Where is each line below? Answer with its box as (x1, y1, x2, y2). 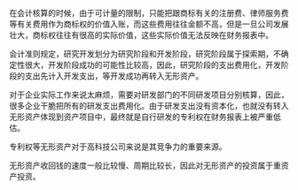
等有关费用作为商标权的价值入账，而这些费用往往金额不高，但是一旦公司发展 (9, 19, 289, 29)
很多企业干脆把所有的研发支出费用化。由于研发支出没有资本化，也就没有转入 (9, 101, 289, 110)
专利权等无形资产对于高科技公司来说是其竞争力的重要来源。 (9, 141, 227, 152)
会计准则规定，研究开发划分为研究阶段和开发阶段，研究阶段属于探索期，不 (9, 49, 281, 59)
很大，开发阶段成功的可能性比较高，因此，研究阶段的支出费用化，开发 (24, 60, 281, 70)
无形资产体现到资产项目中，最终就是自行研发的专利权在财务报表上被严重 (9, 111, 273, 122)
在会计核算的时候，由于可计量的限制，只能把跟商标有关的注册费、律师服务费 (9, 8, 289, 18)
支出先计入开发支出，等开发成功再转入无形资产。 (24, 71, 204, 81)
